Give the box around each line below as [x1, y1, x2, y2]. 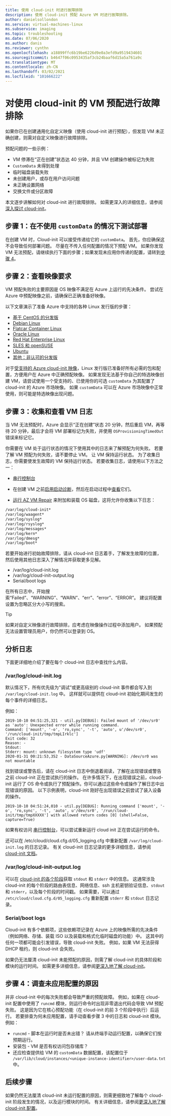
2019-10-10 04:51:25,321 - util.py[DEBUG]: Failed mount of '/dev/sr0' [5, 718, 160, 723]
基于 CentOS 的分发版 [12, 315, 59, 321]
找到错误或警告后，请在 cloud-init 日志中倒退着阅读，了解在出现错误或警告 [5, 768, 162, 774]
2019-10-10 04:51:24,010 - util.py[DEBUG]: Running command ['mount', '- [5, 804, 165, 809]
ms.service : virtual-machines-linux [5, 21, 83, 27]
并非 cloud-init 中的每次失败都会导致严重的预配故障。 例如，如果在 [5, 994, 145, 1000]
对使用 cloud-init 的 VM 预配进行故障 [5, 98, 160, 109]
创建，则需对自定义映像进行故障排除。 [9, 134, 90, 140]
